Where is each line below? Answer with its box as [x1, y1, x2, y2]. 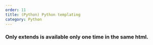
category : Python [5, 17, 42, 22]
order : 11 [5, 7, 26, 13]
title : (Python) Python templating [5, 12, 81, 17]
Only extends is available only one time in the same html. [5, 33, 148, 40]
